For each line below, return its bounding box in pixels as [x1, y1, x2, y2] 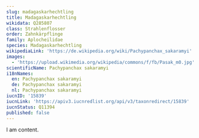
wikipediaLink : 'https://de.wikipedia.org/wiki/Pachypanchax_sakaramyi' [6, 48, 192, 54]
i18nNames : [6, 71, 34, 77]
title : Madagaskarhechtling [6, 14, 77, 20]
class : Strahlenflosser [6, 25, 66, 32]
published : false [6, 110, 50, 116]
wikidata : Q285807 [6, 20, 52, 26]
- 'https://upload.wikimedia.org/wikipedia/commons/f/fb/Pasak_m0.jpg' [11, 59, 195, 65]
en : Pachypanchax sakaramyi [11, 76, 82, 82]
